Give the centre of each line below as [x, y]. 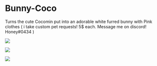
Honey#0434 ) [20, 32]
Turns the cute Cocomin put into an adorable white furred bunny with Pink [79, 22]
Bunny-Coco [31, 8]
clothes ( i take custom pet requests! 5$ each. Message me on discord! [76, 26]
